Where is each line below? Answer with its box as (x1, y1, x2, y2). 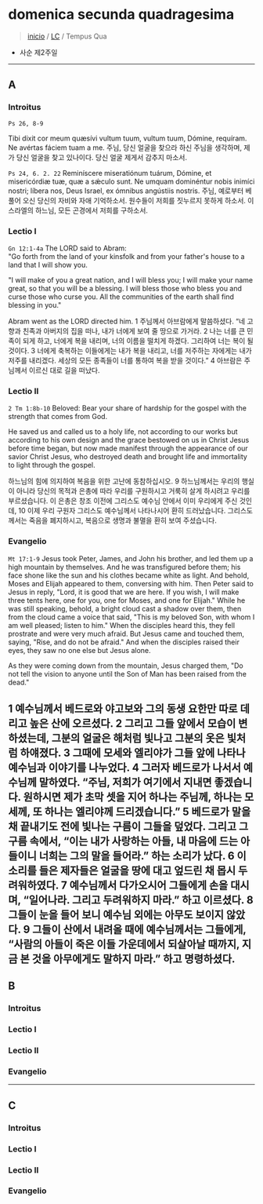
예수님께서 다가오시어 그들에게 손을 (69, 878, 229, 892)
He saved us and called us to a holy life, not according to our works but (8, 427, 238, 436)
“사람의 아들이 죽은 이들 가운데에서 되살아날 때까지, (8, 937, 240, 950)
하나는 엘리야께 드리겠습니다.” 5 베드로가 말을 (44, 804, 251, 818)
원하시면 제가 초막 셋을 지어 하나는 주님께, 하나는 (23, 790, 243, 804)
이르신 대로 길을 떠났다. (28, 365, 100, 374)
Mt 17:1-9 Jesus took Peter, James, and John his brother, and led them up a (8, 553, 254, 563)
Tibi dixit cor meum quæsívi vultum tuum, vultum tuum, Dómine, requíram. (8, 133, 247, 143)
